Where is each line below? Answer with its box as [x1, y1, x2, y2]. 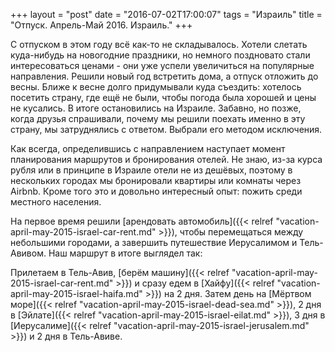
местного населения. [10, 196, 102, 208]
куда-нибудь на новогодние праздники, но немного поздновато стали [10, 49, 311, 61]
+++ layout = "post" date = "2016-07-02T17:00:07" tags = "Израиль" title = [10, 9, 323, 20]
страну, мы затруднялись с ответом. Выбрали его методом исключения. [10, 124, 323, 135]
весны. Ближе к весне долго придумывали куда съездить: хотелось [10, 81, 302, 93]
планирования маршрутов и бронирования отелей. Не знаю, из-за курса [10, 154, 323, 165]
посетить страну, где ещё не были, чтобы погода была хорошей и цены [10, 92, 317, 103]
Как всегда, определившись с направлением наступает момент [10, 143, 286, 154]
